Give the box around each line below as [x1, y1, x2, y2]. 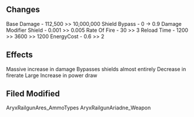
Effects [6, 50, 34, 60]
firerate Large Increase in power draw [6, 72, 98, 79]
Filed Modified [6, 89, 60, 99]
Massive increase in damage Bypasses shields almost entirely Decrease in [6, 65, 186, 72]
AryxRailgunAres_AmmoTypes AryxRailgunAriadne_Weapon [6, 104, 151, 111]
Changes [6, 5, 40, 15]
